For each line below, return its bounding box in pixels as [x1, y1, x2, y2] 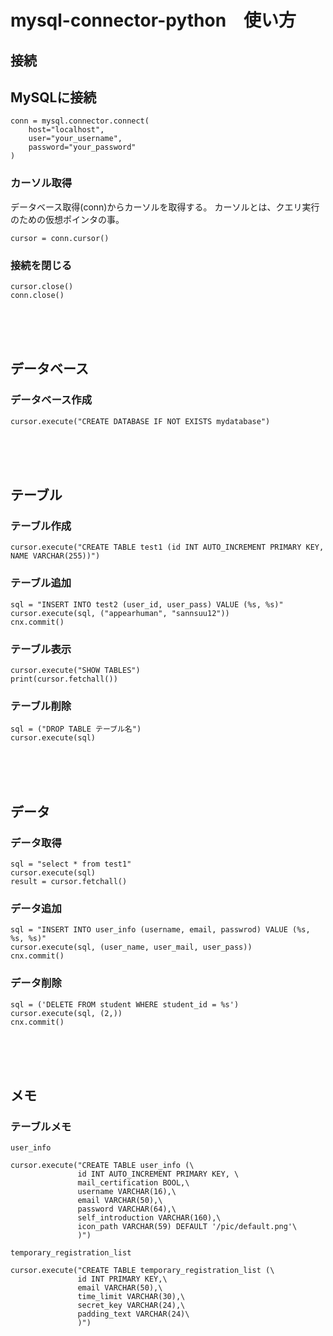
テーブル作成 [10, 519, 72, 533]
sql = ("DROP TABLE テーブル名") [10, 724, 142, 735]
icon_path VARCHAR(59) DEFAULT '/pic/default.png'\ [77, 1222, 298, 1232]
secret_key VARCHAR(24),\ [77, 1301, 186, 1311]
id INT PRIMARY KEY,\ [77, 1274, 168, 1285]
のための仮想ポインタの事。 [10, 213, 125, 225]
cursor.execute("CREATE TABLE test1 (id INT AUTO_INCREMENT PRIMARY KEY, [10, 542, 325, 553]
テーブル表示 [10, 642, 72, 656]
